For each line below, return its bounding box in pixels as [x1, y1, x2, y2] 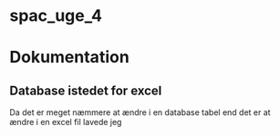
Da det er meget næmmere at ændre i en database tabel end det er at [9, 107, 271, 118]
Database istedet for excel [9, 83, 162, 98]
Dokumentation [9, 47, 130, 68]
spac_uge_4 [9, 5, 103, 26]
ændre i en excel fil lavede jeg [9, 117, 122, 128]
